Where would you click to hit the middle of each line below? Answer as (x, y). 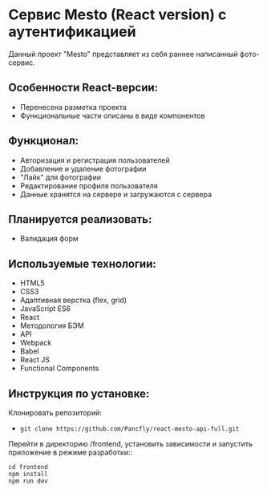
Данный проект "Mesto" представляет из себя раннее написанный (123, 54)
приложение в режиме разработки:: (71, 452)
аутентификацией (72, 32)
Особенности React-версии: (83, 88)
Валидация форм (49, 239)
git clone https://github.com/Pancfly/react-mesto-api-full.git (129, 429)
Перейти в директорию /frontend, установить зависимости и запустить (131, 444)
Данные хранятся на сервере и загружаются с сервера (116, 194)
